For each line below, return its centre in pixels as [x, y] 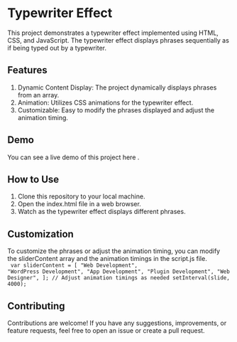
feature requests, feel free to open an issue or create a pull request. [106, 331]
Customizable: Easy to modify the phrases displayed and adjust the [116, 110]
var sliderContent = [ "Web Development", [74, 266]
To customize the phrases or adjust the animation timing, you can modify [114, 251]
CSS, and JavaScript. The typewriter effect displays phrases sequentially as [118, 40]
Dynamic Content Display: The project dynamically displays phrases [117, 87]
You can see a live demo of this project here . [73, 157]
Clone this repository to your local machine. [81, 196]
